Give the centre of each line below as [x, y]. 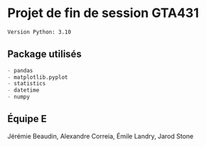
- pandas [20, 70]
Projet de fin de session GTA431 [103, 13]
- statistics [27, 84]
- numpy [19, 97]
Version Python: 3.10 [39, 32]
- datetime [23, 90]
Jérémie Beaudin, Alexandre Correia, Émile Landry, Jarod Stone [101, 136]
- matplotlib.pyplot [38, 77]
